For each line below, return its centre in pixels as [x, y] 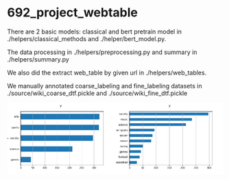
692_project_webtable [73, 13]
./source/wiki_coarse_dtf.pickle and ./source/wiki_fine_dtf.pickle [97, 93]
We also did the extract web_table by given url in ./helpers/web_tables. [107, 73]
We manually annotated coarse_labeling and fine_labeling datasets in [105, 86]
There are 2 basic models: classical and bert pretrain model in [95, 31]
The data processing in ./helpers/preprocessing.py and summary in [102, 52]
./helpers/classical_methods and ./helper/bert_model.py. [87, 38]
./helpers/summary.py [38, 59]
